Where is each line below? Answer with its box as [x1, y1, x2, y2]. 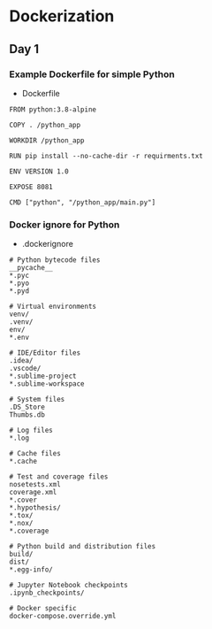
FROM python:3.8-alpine [9, 104, 97, 114]
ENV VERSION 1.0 [9, 166, 69, 176]
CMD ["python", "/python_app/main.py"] [9, 197, 156, 207]
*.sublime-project [9, 372, 77, 381]
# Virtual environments [9, 303, 97, 311]
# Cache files [9, 449, 62, 458]
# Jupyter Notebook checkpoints [9, 581, 128, 590]
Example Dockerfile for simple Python [9, 68, 175, 81]
